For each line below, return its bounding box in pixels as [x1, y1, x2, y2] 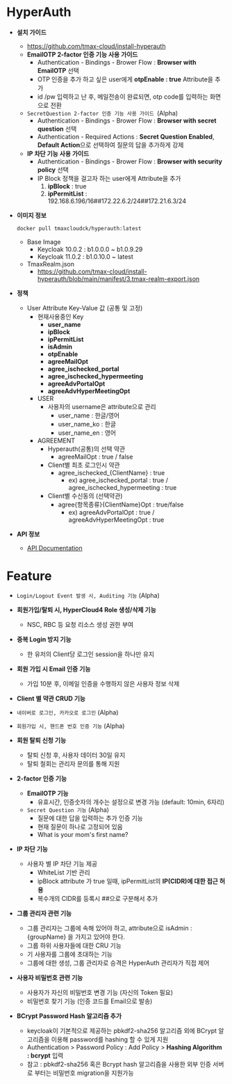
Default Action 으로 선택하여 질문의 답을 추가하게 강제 [37, 141, 184, 149]
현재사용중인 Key [37, 312, 84, 321]
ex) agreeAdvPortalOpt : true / [68, 508, 155, 516]
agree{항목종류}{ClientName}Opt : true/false [58, 500, 184, 509]
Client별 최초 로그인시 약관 [47, 461, 120, 469]
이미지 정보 [16, 211, 47, 219]
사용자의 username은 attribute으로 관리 [47, 402, 157, 411]
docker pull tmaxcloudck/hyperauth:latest [16, 225, 142, 232]
